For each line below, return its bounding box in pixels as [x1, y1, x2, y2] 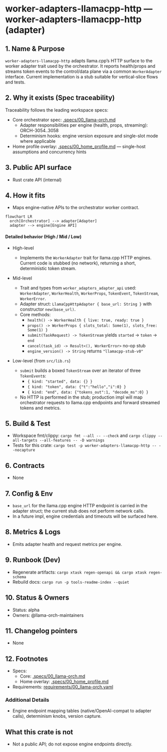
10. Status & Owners [5, 594, 69, 602]
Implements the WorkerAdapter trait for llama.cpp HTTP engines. [19, 254, 151, 260]
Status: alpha [12, 607, 40, 613]
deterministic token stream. [19, 265, 76, 271]
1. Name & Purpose [5, 44, 65, 53]
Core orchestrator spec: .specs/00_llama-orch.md [12, 117, 116, 123]
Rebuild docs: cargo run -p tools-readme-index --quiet [12, 579, 129, 585]
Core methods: [19, 311, 51, 317]
